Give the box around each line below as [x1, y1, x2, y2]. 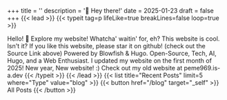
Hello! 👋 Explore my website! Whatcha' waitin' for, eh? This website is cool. [7, 34, 220, 43]
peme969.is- [184, 64, 221, 72]
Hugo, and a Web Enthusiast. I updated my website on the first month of [7, 57, 213, 65]
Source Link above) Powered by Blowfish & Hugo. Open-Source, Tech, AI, [7, 49, 217, 57]
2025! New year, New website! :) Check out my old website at [7, 64, 183, 72]
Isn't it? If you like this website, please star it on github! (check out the [7, 42, 206, 50]
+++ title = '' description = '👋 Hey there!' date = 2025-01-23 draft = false [7, 7, 214, 14]
